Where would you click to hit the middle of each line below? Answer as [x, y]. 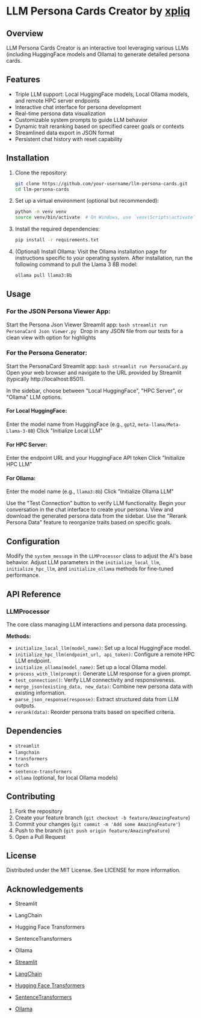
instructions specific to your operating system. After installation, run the [104, 258]
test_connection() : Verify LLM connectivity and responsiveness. [95, 679]
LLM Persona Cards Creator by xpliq [98, 11]
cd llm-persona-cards [42, 189]
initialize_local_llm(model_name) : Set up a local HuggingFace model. [103, 647]
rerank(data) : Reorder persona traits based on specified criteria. [95, 712]
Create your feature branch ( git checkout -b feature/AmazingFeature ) [103, 817]
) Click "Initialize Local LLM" [68, 431]
